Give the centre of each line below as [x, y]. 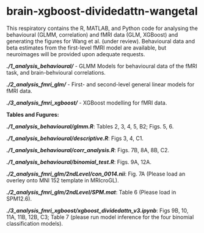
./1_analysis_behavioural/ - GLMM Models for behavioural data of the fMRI [102, 66]
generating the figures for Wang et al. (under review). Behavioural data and [101, 41]
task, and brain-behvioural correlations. [56, 72]
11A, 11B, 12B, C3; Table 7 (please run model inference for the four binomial [100, 217]
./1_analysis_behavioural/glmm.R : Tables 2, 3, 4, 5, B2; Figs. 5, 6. [90, 126]
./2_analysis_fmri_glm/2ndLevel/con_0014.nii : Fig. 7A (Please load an [96, 174]
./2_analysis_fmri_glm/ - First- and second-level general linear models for [100, 84]
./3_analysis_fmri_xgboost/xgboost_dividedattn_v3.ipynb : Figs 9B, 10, [97, 210]
